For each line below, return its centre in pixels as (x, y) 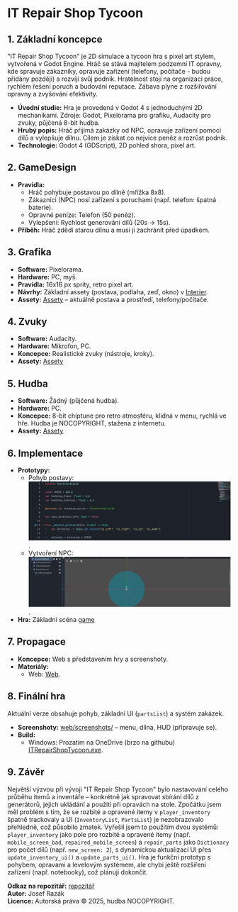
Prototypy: (34, 470)
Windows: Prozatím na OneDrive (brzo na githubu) (102, 742)
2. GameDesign (42, 168)
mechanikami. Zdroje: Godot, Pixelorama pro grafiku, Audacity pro (114, 115)
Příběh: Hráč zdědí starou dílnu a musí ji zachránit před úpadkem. (114, 230)
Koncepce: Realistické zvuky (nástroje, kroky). (86, 354)
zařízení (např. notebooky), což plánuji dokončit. (78, 872)
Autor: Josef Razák (36, 893)
